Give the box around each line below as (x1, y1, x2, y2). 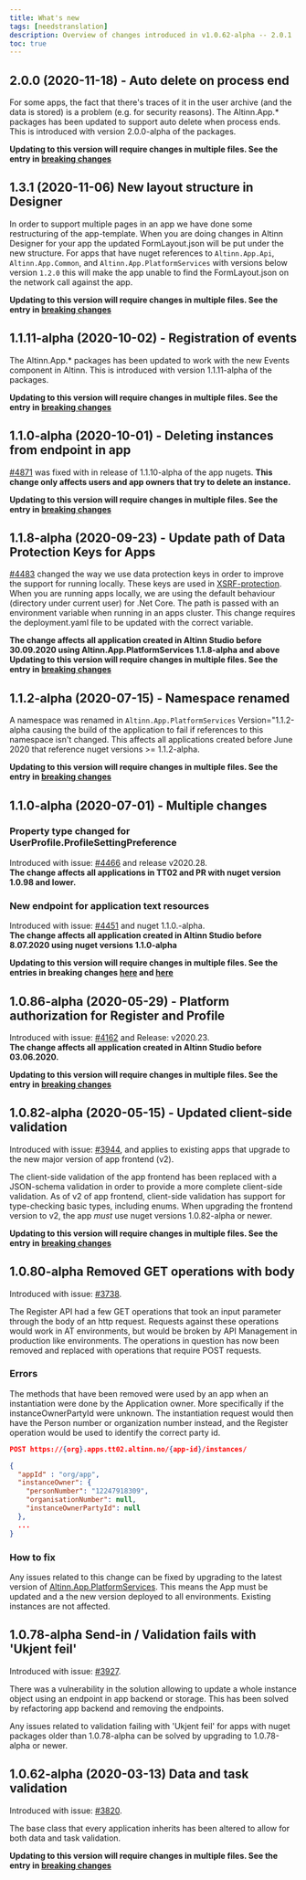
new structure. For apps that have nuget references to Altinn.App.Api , (9, 248, 275, 259)
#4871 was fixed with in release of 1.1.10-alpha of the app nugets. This (9, 467, 273, 478)
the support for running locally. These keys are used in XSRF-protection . (9, 578, 282, 589)
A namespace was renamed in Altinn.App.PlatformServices (9, 714, 237, 726)
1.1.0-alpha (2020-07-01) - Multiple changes (9, 797, 268, 813)
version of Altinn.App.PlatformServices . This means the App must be (9, 1581, 269, 1592)
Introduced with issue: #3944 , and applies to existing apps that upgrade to (9, 1144, 290, 1155)
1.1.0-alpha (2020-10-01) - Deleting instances (9, 428, 274, 444)
